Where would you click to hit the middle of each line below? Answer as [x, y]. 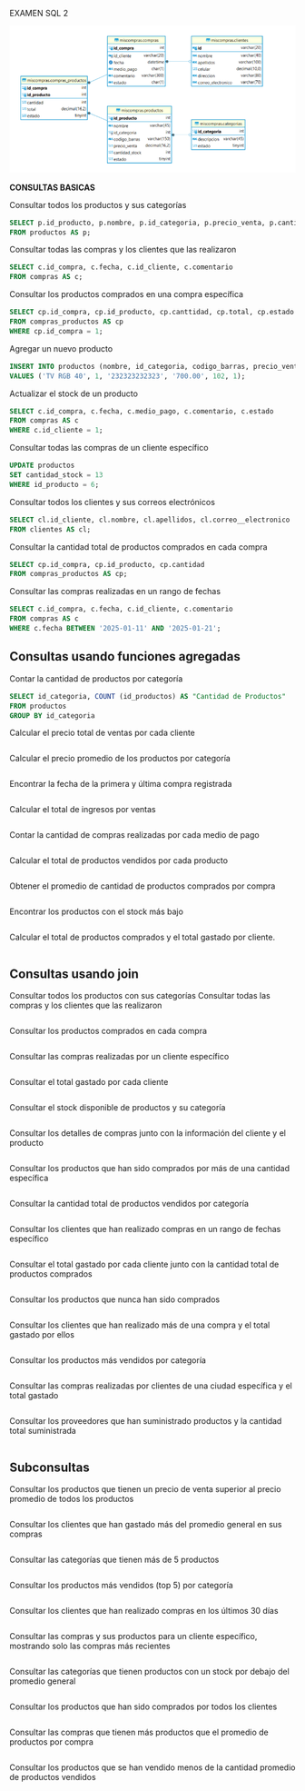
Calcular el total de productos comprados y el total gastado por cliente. [142, 937]
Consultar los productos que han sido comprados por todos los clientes [143, 1706]
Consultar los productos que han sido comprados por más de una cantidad [150, 1169]
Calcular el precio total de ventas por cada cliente [102, 733]
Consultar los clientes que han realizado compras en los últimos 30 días [144, 1611]
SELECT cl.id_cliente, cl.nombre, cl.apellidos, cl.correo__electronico [150, 520]
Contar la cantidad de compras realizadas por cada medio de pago [135, 835]
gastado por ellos [42, 1335]
